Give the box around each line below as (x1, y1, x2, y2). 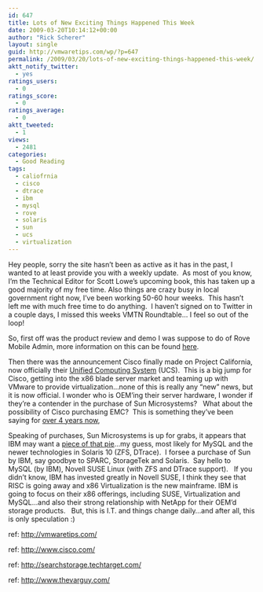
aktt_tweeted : (8, 121, 55, 129)
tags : (8, 165, 26, 173)
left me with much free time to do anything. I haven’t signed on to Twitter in (8, 301, 253, 311)
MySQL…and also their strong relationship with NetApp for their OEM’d (8, 497, 237, 507)
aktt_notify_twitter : (8, 63, 79, 71)
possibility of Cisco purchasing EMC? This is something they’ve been (8, 406, 234, 417)
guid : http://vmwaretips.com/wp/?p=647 (8, 48, 139, 56)
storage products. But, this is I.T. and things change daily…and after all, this (8, 506, 255, 515)
